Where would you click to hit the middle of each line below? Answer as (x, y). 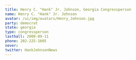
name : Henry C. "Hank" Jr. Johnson (41, 14)
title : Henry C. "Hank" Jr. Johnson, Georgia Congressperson (68, 9)
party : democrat (21, 23)
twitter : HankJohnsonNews (31, 50)
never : (12, 45)
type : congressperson (27, 32)
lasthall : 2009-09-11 (27, 37)
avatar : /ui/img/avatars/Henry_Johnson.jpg (50, 18)
